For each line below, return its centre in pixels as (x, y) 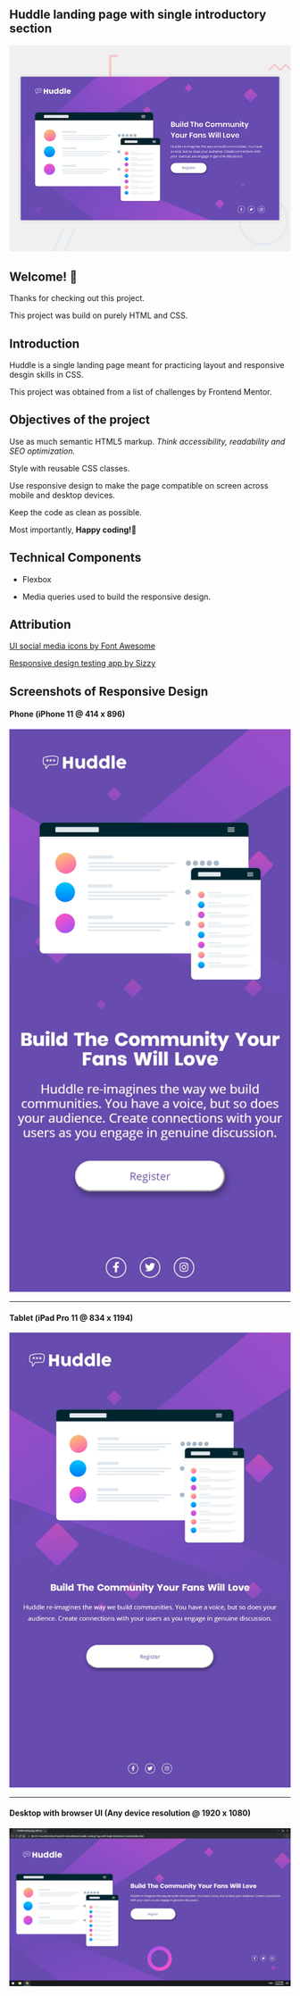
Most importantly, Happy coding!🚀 (73, 530)
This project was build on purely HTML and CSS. (99, 315)
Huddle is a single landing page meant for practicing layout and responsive (147, 365)
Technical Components (75, 558)
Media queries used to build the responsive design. (117, 597)
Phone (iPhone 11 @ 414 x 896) (67, 714)
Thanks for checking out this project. (77, 298)
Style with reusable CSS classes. (70, 468)
